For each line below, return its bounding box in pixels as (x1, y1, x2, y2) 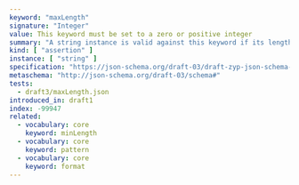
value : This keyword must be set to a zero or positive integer (9, 29, 253, 38)
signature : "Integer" (9, 21, 90, 30)
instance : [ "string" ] (9, 54, 98, 63)
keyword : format (25, 162, 86, 171)
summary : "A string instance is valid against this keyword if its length (9, 37, 293, 47)
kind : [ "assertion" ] (9, 46, 93, 55)
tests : (9, 79, 34, 88)
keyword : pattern (25, 145, 90, 154)
